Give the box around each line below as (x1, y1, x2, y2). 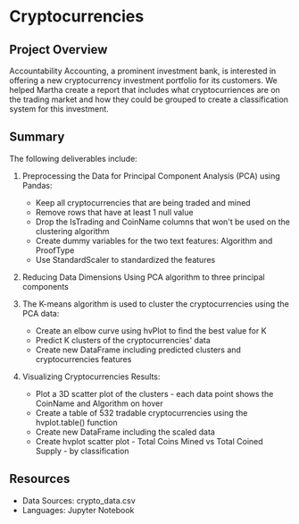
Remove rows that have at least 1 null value (35, 207, 194, 217)
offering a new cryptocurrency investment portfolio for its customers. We (9, 75, 278, 86)
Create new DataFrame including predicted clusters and (35, 344, 241, 355)
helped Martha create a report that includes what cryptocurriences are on (9, 85, 281, 95)
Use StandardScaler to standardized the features (35, 254, 216, 265)
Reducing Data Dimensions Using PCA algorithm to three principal (21, 271, 265, 283)
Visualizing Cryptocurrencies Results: (21, 371, 161, 382)
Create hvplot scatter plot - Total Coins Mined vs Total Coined (35, 435, 263, 446)
